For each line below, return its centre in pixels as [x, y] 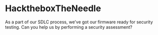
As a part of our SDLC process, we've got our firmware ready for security [79, 22]
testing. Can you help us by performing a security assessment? [69, 27]
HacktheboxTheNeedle [53, 9]
